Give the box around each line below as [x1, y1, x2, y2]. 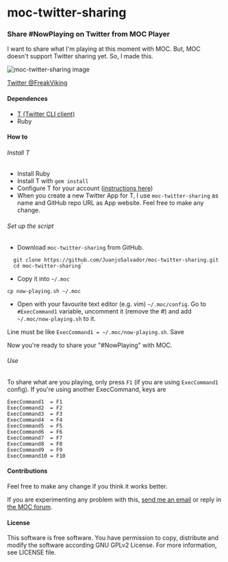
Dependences [7, 95, 48, 103]
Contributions [7, 467, 48, 475]
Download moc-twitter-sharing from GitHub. [16, 243, 144, 251]
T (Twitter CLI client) [16, 110, 75, 118]
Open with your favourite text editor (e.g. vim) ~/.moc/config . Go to [16, 300, 207, 308]
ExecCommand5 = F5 [7, 422, 63, 430]
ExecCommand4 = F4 [7, 417, 63, 423]
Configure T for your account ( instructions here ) [16, 184, 153, 193]
